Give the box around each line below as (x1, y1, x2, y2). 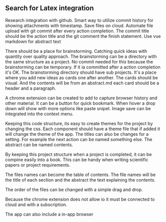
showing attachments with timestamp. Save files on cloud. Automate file (5, 22, 154, 28)
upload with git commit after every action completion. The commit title (5, 27, 150, 34)
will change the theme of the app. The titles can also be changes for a (5, 131, 149, 137)
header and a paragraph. (5, 85, 56, 91)
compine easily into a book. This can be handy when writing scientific (5, 157, 149, 163)
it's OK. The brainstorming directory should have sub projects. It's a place (5, 69, 157, 75)
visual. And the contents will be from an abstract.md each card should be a (5, 80, 160, 86)
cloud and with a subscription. (5, 202, 67, 208)
